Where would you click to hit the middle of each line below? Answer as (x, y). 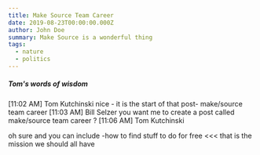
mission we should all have (52, 144)
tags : (17, 45)
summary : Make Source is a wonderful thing (81, 37)
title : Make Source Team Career (61, 15)
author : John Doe (37, 30)
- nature (29, 52)
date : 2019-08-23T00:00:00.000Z (61, 23)
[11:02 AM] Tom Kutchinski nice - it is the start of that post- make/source (126, 103)
